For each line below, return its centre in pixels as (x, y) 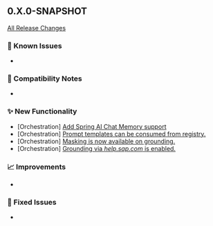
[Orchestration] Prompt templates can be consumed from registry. (111, 134)
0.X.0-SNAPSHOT (47, 11)
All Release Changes (37, 28)
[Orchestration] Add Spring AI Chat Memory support (92, 126)
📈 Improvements (37, 167)
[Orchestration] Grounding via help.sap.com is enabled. (96, 148)
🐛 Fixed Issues (32, 202)
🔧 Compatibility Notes (45, 79)
